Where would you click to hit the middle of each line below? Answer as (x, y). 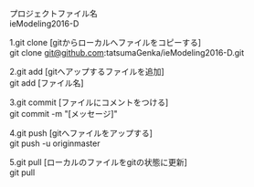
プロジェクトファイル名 (53, 13)
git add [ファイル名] (47, 83)
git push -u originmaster (55, 143)
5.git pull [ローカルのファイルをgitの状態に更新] (98, 162)
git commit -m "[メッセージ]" (63, 114)
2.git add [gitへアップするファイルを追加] (87, 72)
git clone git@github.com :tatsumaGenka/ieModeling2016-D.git (127, 52)
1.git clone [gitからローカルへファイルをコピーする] (105, 42)
